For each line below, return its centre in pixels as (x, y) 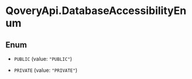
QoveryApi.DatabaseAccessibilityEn (96, 11)
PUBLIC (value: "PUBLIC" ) (43, 59)
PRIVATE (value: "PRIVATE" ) (45, 70)
